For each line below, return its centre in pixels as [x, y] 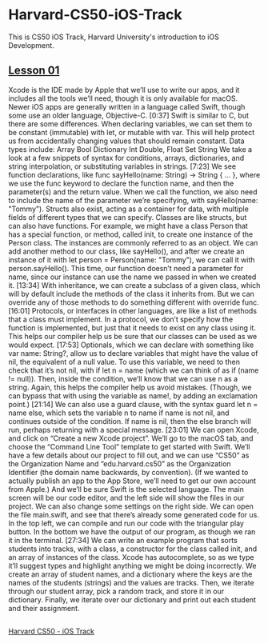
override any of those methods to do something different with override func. [134, 302]
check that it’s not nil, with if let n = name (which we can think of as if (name [134, 370]
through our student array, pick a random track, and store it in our [116, 591]
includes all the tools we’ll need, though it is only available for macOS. [123, 98]
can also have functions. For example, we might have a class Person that [128, 226]
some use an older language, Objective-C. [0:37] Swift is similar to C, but [129, 115]
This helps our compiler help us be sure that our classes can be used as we [133, 336]
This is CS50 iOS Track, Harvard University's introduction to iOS [114, 37]
